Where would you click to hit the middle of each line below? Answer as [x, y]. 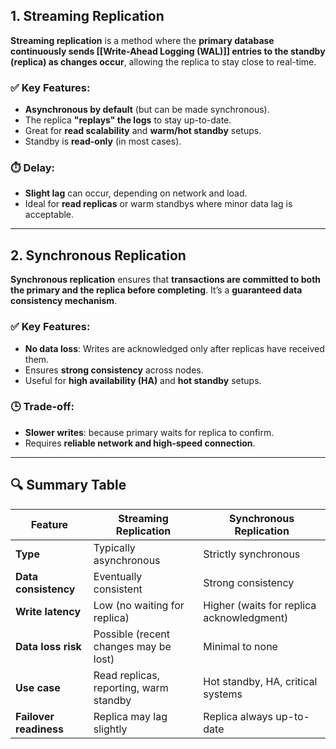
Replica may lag [130, 716]
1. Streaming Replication [87, 16]
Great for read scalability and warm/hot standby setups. [143, 131]
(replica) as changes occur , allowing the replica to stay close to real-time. [163, 61]
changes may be [132, 646]
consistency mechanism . [64, 301]
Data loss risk [48, 646]
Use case [38, 687]
